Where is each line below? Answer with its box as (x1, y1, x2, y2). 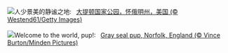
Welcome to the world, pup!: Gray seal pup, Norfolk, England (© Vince (14, 31, 221, 39)
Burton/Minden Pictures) (7, 38, 79, 47)
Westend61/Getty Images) (7, 15, 83, 24)
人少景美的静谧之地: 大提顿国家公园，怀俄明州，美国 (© (14, 8, 178, 15)
